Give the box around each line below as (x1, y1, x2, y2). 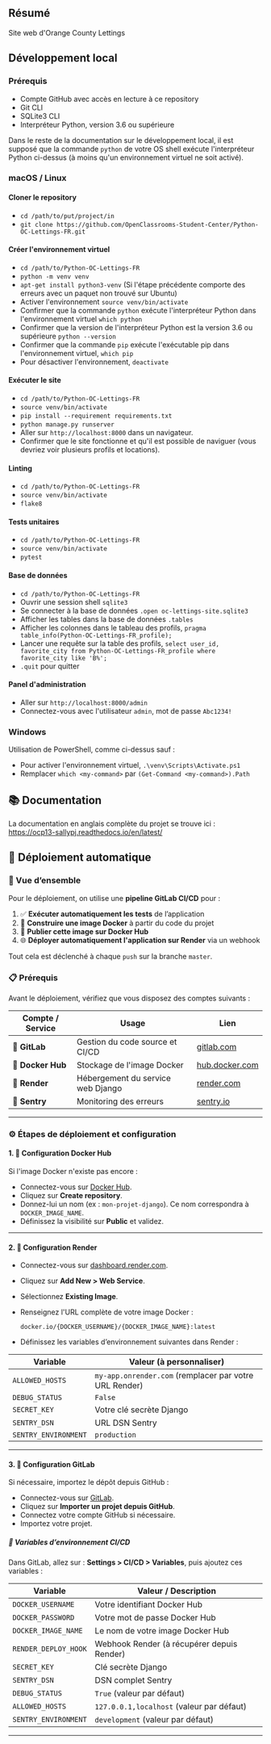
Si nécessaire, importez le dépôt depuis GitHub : (8, 1478, 169, 1487)
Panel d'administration (8, 680, 86, 690)
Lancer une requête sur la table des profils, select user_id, (19, 638, 220, 648)
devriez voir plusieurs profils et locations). (19, 445, 161, 455)
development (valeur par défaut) (94, 1714, 214, 1725)
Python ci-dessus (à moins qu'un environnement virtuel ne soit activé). (8, 153, 244, 162)
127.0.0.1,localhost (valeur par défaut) (94, 1701, 248, 1713)
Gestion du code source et (76, 1036, 177, 1047)
